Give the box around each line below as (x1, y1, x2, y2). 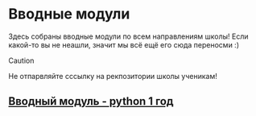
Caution (8, 56, 35, 65)
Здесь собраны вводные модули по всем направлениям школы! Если (8, 31, 249, 41)
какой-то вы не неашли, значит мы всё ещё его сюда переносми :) (8, 39, 240, 49)
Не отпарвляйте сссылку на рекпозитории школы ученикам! (8, 71, 217, 81)
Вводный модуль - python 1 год (8, 94, 174, 109)
